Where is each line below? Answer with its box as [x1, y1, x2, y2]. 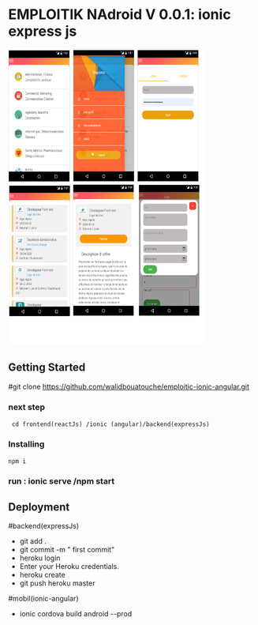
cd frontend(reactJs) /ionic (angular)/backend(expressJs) [11, 420, 211, 428]
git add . [19, 537, 47, 546]
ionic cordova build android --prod [19, 609, 133, 619]
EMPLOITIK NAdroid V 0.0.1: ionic [8, 6, 231, 24]
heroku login [19, 553, 61, 563]
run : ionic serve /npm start [8, 476, 115, 487]
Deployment [8, 500, 70, 514]
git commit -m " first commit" [19, 545, 115, 555]
